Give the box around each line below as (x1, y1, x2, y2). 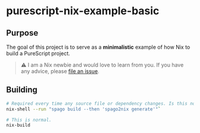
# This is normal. (6, 117, 52, 123)
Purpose (6, 28, 39, 38)
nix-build (6, 122, 31, 128)
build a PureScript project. (6, 50, 70, 57)
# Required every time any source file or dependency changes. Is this (6, 100, 187, 106)
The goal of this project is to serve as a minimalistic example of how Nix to (6, 43, 190, 50)
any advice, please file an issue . (20, 68, 99, 75)
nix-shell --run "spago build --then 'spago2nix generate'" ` (6, 106, 161, 112)
